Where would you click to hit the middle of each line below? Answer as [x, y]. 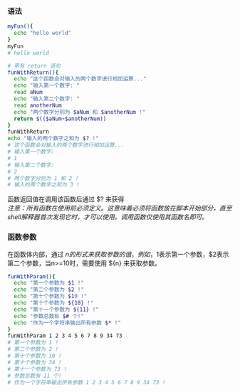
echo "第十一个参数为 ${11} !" [56, 309]
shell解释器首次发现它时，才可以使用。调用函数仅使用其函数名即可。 [108, 217]
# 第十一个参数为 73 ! [37, 369]
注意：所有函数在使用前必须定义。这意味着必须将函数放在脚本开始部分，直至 [120, 208]
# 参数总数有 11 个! [35, 376]
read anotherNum [38, 105]
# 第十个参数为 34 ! [35, 362]
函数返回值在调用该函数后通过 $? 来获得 [66, 199]
